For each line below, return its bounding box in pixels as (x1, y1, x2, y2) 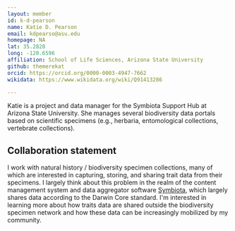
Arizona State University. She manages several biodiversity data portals (7, 109, 216, 117)
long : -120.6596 (7, 50, 55, 57)
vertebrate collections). (7, 124, 76, 133)
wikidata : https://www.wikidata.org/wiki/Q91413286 (7, 76, 162, 83)
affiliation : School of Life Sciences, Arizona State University (7, 57, 203, 64)
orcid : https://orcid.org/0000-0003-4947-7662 (7, 69, 147, 76)
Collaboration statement (7, 144, 117, 156)
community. (7, 216, 42, 225)
